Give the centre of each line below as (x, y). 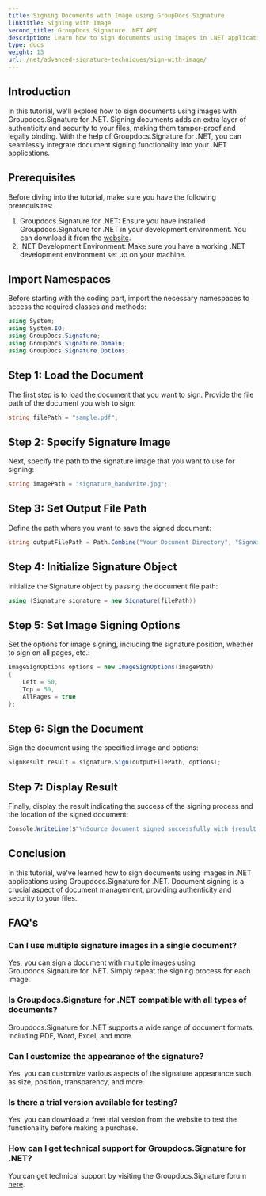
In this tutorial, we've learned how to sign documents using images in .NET (130, 873)
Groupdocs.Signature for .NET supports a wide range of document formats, (131, 1027)
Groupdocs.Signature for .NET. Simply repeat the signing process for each (129, 971)
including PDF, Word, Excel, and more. (70, 1035)
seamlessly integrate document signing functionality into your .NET (118, 144)
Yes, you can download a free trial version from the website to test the (123, 1120)
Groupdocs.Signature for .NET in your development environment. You (133, 229)
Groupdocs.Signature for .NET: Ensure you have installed (112, 221)
